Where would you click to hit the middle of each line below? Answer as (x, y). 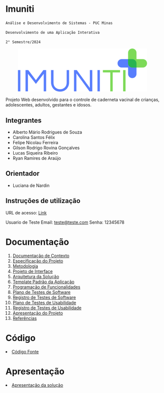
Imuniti (20, 9)
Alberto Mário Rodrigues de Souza (47, 132)
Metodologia (25, 266)
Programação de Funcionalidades (46, 287)
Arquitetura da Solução (36, 276)
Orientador (22, 173)
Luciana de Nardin (31, 185)
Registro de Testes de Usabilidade (47, 308)
